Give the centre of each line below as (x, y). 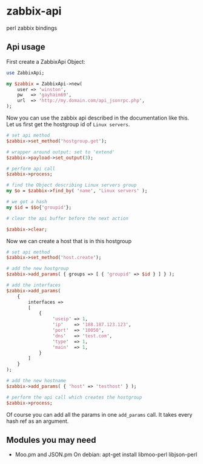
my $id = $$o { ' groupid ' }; (39, 207)
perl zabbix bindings (32, 28)
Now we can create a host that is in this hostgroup (69, 241)
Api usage (26, 47)
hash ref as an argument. (38, 421)
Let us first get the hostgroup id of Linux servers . (68, 124)
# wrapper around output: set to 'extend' (61, 152)
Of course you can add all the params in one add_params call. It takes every (99, 414)
